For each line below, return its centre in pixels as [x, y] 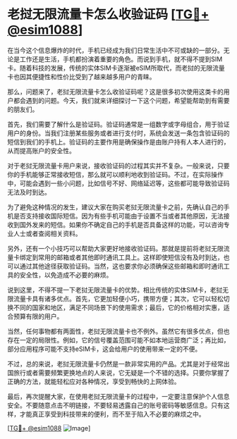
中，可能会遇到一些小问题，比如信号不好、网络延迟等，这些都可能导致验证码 [119, 183]
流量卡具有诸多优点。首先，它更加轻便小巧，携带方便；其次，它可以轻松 [118, 298]
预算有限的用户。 [38, 316]
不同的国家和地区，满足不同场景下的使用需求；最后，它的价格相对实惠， [118, 307]
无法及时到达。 [29, 192]
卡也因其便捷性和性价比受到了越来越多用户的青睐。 [81, 76]
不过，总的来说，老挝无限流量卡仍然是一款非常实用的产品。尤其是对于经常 [115, 364]
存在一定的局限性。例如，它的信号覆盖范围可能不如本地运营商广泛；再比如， [119, 340]
